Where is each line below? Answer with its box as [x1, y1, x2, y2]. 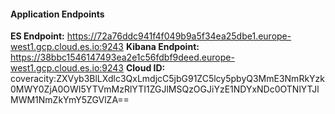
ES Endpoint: [10, 30, 65, 42]
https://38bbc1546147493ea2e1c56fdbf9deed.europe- [10, 51, 235, 64]
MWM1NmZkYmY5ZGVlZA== [10, 94, 130, 106]
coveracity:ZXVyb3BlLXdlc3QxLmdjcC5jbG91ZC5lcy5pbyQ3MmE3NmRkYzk [10, 73, 325, 85]
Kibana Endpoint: [125, 41, 200, 53]
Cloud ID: [125, 62, 166, 74]
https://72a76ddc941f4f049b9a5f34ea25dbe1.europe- [66, 30, 292, 42]
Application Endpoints [10, 8, 105, 20]
